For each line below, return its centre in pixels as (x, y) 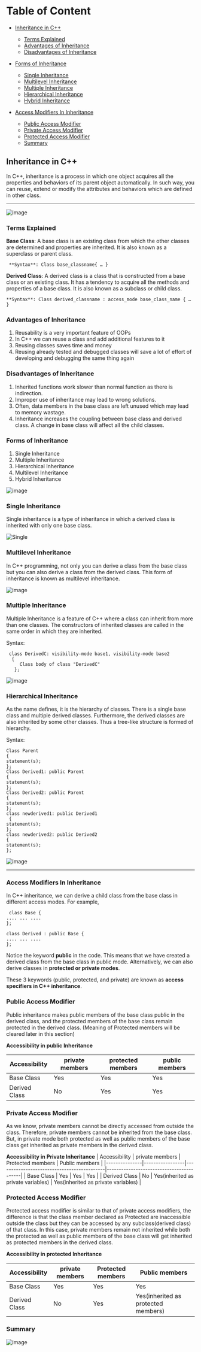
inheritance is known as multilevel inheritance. (63, 578)
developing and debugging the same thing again (74, 358)
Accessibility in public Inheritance (50, 1045)
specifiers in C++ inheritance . (44, 986)
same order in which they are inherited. (54, 631)
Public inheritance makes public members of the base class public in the (95, 1015)
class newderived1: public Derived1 (52, 814)
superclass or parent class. (39, 254)
